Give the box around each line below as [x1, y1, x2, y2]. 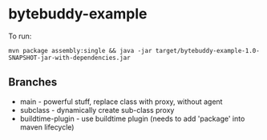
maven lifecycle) [19, 122, 75, 132]
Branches [8, 75, 58, 89]
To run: [8, 31, 32, 41]
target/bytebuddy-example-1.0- [155, 46, 261, 54]
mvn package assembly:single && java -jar [8, 46, 152, 54]
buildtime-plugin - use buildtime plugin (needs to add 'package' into [19, 114, 245, 123]
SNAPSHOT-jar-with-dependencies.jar [8, 54, 131, 62]
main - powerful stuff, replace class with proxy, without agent [19, 97, 223, 106]
